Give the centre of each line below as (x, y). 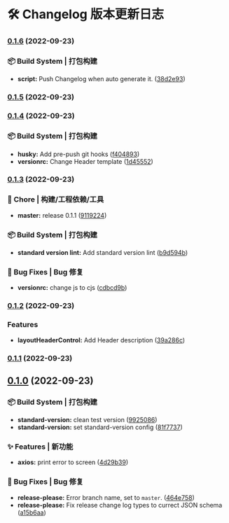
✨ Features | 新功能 (40, 447)
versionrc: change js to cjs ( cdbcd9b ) (72, 288)
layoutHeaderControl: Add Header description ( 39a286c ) (101, 340)
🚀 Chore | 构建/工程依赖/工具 (56, 200)
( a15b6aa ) (32, 512)
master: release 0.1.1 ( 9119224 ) (62, 215)
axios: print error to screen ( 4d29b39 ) (73, 462)
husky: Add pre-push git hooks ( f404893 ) (78, 154)
